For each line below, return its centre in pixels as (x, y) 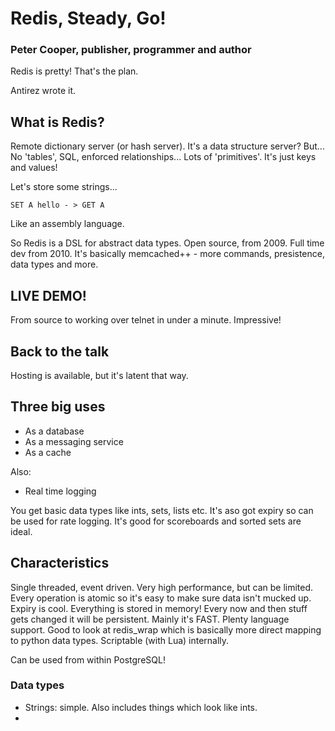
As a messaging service (74, 441)
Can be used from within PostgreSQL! (88, 659)
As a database (54, 431)
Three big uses (58, 407)
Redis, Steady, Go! (88, 18)
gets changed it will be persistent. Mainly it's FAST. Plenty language (150, 619)
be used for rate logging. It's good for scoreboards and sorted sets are (156, 521)
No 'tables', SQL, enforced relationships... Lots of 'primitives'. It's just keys (163, 157)
